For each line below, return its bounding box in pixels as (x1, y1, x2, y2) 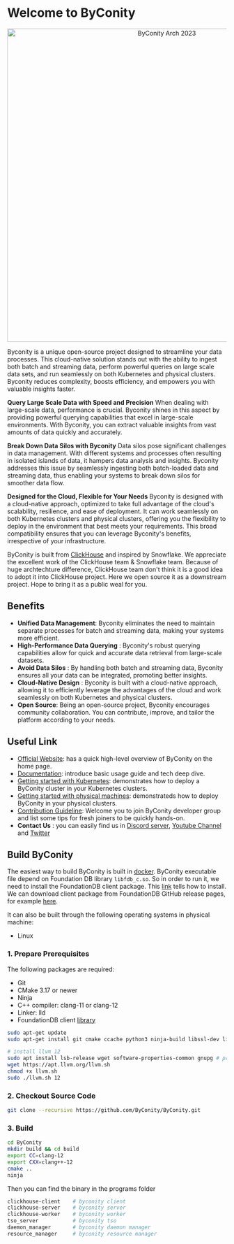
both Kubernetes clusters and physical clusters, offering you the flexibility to (7, 514, 226, 522)
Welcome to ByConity (7, 5, 136, 21)
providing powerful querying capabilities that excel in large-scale (7, 413, 194, 421)
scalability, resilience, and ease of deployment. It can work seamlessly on (7, 507, 218, 515)
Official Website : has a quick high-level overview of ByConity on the (17, 754, 212, 763)
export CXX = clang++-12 (7, 1159, 73, 1166)
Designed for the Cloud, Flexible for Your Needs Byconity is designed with (7, 492, 224, 501)
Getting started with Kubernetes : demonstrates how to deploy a (17, 776, 200, 785)
